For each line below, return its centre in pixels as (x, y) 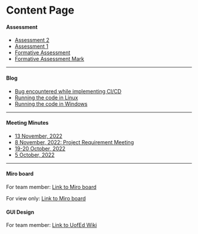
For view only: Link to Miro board (46, 198)
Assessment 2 (32, 40)
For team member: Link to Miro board (51, 187)
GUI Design (20, 212)
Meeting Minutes (27, 123)
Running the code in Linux (46, 97)
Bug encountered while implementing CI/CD (68, 91)
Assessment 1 (32, 46)
